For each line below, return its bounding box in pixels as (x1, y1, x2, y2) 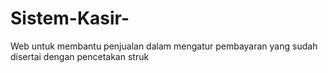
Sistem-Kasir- (10, 7, 130, 30)
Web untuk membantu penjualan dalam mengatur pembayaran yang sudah (10, 40, 318, 52)
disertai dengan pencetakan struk (10, 50, 150, 62)
